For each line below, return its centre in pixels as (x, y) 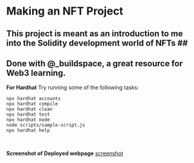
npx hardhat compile (32, 104)
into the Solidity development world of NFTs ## (97, 43)
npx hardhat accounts (34, 99)
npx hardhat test (28, 115)
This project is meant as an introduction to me (95, 34)
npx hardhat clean (29, 109)
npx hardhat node (28, 120)
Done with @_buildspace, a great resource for (95, 63)
